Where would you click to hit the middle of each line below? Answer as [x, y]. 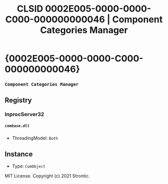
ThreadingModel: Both [35, 138]
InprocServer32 [25, 114]
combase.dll [17, 126]
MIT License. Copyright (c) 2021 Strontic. [47, 176]
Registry [18, 100]
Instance [19, 154]
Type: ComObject [29, 166]
